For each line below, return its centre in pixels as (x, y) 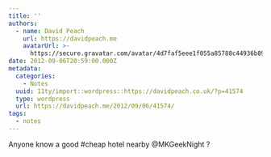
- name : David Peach (50, 31)
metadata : (25, 69)
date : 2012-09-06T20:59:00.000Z (63, 62)
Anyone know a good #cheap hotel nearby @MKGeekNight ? (109, 144)
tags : (17, 114)
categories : (36, 76)
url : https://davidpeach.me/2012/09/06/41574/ (95, 106)
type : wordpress (43, 99)
